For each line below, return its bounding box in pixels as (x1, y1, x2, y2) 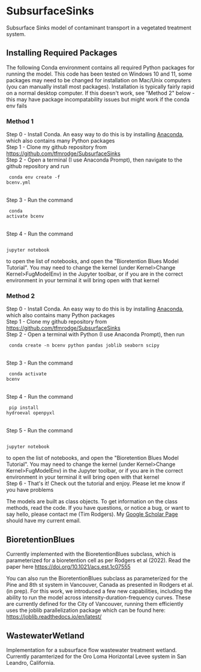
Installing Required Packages (6, 48, 118, 58)
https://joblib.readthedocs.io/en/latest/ (6, 613, 102, 620)
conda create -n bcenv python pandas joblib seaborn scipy (8, 342, 160, 349)
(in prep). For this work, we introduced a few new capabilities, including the (6, 587, 193, 595)
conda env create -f (8, 174, 61, 181)
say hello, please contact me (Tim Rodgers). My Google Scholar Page (6, 510, 178, 518)
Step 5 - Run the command (6, 427, 73, 434)
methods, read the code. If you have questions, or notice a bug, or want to (6, 504, 190, 512)
